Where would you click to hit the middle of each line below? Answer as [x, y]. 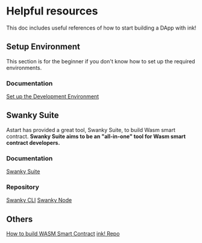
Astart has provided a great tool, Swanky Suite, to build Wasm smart [91, 130]
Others [20, 219]
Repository [23, 187]
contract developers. [33, 142]
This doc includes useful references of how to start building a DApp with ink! [101, 28]
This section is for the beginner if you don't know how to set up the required [101, 61]
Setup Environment [43, 47]
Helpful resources [52, 11]
